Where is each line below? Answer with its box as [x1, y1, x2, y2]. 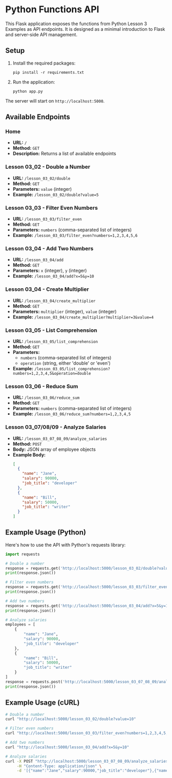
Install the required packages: [12, 60, 76, 66]
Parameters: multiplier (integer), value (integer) [12, 308, 117, 314]
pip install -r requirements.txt [12, 70, 84, 75]
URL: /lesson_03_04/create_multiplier [12, 297, 96, 304]
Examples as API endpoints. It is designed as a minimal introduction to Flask [5, 26, 165, 32]
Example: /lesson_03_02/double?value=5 [12, 191, 99, 197]
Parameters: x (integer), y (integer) [12, 268, 87, 274]
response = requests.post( [5, 679, 63, 684]
